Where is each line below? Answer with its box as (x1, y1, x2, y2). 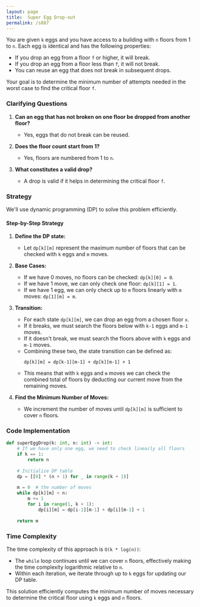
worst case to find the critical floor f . (6, 85, 96, 92)
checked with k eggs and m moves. (23, 251, 109, 258)
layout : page (6, 8, 39, 15)
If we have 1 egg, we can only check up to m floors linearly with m (23, 286, 182, 294)
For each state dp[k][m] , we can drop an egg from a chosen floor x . (23, 316, 189, 323)
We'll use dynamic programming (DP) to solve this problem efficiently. (6, 205, 177, 212)
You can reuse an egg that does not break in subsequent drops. (14, 67, 171, 74)
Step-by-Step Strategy (6, 219, 64, 227)
